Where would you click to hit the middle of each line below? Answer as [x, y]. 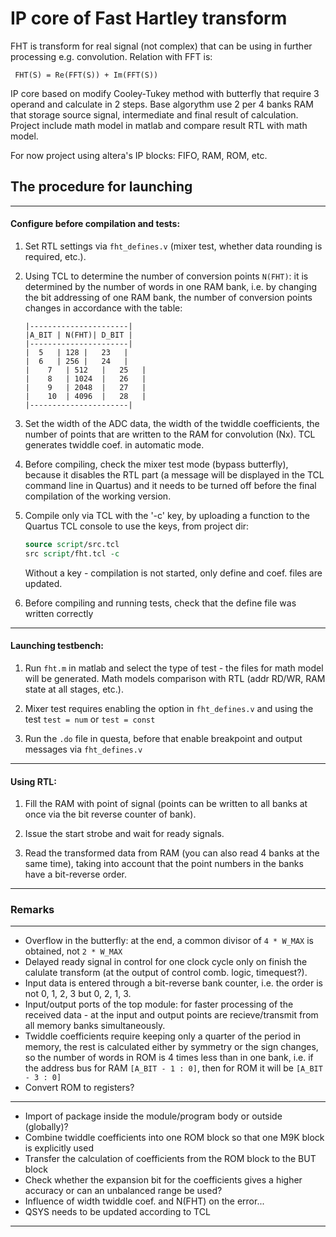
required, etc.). [55, 256]
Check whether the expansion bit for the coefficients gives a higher [163, 1180]
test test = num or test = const [90, 719]
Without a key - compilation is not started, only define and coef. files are [173, 573]
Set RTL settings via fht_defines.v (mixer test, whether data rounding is [173, 246]
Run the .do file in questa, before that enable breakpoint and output [163, 738]
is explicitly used [59, 1148]
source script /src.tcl [72, 544]
